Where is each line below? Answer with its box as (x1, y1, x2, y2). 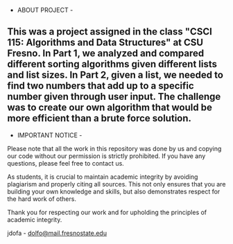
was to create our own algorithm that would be (7, 102, 213, 114)
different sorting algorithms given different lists (7, 58, 217, 70)
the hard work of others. (7, 194, 76, 203)
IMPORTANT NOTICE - (17, 131, 83, 139)
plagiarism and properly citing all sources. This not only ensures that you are (7, 180, 226, 188)
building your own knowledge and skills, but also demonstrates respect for (7, 187, 221, 195)
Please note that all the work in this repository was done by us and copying (7, 144, 222, 152)
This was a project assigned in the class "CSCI (7, 26, 213, 37)
